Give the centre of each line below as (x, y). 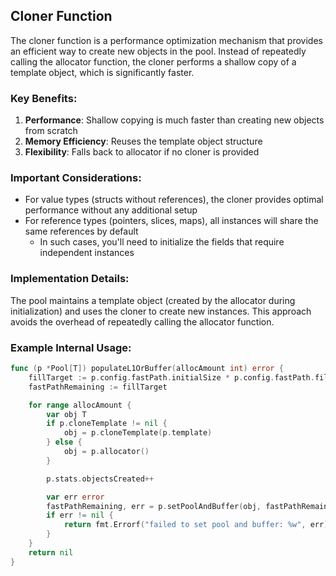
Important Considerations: (76, 178)
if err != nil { (80, 515)
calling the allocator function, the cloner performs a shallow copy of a (153, 61)
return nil (51, 552)
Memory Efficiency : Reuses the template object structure (143, 141)
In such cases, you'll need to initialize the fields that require (162, 242)
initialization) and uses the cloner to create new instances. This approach (161, 311)
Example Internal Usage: (71, 347)
